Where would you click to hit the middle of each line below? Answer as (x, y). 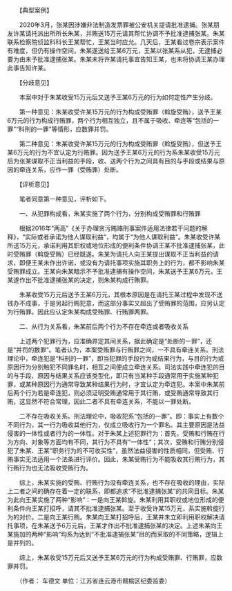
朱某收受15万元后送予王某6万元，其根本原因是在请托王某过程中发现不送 (121, 294)
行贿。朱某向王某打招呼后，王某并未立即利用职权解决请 (146, 517)
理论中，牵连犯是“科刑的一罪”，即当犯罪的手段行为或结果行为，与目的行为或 (116, 358)
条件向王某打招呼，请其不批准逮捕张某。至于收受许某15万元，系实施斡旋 (116, 508)
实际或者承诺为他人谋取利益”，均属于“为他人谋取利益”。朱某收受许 (120, 237)
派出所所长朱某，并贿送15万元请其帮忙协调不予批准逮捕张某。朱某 (131, 33)
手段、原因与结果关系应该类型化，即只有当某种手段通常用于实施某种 (116, 375)
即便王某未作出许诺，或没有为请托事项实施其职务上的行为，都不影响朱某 (122, 263)
